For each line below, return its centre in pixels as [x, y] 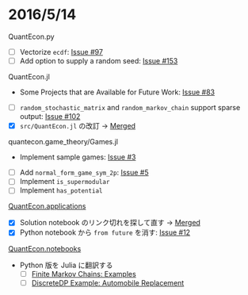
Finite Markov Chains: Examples [84, 274]
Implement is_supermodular [65, 182]
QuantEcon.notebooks [45, 248]
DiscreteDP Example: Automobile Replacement [108, 282]
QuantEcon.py [31, 36]
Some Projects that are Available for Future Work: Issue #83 [117, 92]
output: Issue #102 [50, 117]
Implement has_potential [61, 190]
